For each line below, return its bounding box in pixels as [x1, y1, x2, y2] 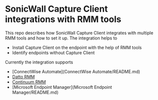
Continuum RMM [12, 79, 46, 85]
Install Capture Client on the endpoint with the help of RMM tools [12, 44, 142, 50]
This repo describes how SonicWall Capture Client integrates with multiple [5, 30, 154, 36]
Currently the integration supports [5, 59, 73, 65]
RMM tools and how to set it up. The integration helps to [5, 35, 118, 41]
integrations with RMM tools [5, 14, 122, 25]
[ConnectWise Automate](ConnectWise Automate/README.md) [12, 68, 140, 74]
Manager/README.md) [12, 89, 59, 95]
